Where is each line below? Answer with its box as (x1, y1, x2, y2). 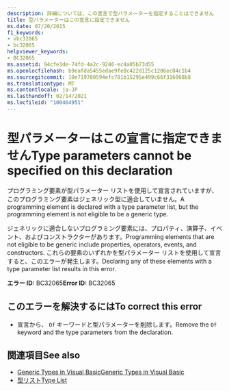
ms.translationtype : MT (7, 80, 75, 87)
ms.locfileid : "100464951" (7, 99, 84, 106)
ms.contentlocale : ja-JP (7, 86, 78, 93)
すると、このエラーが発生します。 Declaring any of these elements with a (7, 257, 212, 265)
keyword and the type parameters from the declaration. (16, 328, 173, 336)
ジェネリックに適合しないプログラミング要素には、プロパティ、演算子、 (7, 224, 211, 232)
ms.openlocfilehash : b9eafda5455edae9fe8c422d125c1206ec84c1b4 (7, 67, 191, 74)
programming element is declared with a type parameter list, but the (7, 203, 199, 211)
